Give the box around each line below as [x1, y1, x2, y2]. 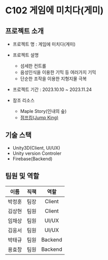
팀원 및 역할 [5, 172, 40, 180]
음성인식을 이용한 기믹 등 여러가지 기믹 [20, 69, 96, 75]
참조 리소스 [12, 98, 35, 103]
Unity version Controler [12, 150, 62, 156]
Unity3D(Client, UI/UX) [12, 145, 60, 151]
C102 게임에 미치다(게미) [5, 5, 104, 16]
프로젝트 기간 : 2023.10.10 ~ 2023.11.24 [12, 86, 92, 92]
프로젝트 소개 [5, 27, 44, 35]
